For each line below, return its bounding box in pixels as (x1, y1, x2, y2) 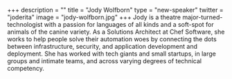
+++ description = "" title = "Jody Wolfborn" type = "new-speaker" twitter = (7, 6, 224, 14)
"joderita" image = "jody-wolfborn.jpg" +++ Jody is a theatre (7, 13, 181, 21)
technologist (7, 21, 43, 28)
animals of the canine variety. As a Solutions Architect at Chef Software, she (7, 27, 225, 36)
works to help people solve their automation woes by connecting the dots (7, 35, 217, 43)
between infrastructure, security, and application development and (7, 43, 197, 50)
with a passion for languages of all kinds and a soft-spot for (44, 21, 215, 28)
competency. (7, 65, 45, 72)
